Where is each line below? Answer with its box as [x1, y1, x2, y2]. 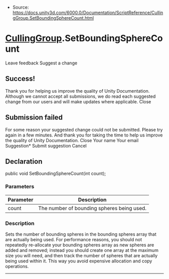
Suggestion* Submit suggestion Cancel [5, 143, 87, 149]
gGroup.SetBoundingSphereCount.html [12, 15, 94, 21]
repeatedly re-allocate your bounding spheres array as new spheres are [5, 242, 154, 248]
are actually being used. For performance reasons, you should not [5, 236, 142, 242]
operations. [5, 263, 29, 269]
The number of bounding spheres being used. [38, 204, 147, 212]
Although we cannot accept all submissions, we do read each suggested [5, 93, 156, 99]
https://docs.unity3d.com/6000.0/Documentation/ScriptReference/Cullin [12, 10, 163, 16]
